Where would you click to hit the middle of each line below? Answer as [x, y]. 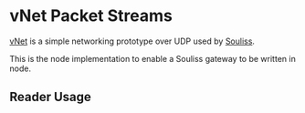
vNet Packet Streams [91, 16]
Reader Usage [50, 97]
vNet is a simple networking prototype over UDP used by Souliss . [132, 41]
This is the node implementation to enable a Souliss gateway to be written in [153, 58]
